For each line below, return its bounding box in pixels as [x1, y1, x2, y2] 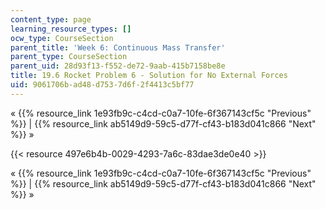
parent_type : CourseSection [10, 52, 128, 62]
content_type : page [10, 14, 92, 25]
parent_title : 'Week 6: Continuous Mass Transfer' [10, 42, 226, 53]
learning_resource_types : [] [10, 24, 132, 34]
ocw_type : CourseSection [10, 33, 114, 43]
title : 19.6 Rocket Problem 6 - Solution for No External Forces [10, 71, 288, 81]
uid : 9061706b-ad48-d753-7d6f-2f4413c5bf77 [10, 80, 195, 90]
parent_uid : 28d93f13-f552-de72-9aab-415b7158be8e [10, 61, 226, 71]
